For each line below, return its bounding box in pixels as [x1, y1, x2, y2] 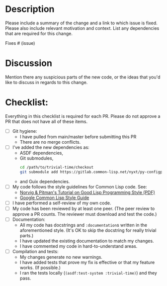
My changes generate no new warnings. [19, 254, 103, 260]
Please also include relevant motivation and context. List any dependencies [5, 25, 160, 31]
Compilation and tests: [12, 248, 59, 254]
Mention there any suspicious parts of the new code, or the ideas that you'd [5, 74, 161, 80]
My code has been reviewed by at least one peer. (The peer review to [12, 205, 155, 211]
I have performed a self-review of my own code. [12, 200, 111, 206]
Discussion [5, 58, 52, 69]
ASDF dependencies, [19, 150, 64, 156]
